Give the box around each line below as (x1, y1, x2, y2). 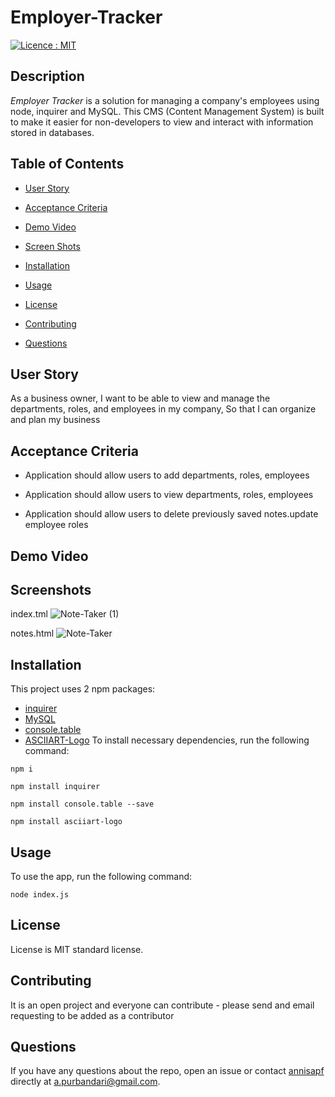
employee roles (24, 519, 89, 531)
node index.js (10, 890, 70, 900)
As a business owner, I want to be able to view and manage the (10, 392, 271, 405)
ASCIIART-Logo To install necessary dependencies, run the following (24, 734, 310, 746)
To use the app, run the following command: (10, 871, 193, 883)
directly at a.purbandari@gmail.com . (10, 1076, 161, 1088)
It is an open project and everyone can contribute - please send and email (10, 999, 315, 1011)
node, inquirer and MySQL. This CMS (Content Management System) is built (10, 105, 325, 117)
